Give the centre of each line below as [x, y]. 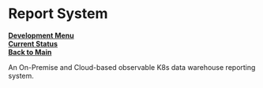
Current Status [33, 43]
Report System [58, 14]
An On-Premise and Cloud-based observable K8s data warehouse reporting [132, 67]
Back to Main [30, 52]
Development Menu [41, 35]
